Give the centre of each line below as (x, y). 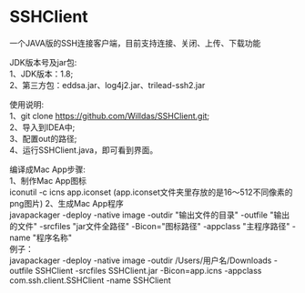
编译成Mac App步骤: (48, 169)
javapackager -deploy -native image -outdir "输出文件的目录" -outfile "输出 (149, 215)
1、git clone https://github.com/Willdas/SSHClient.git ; (110, 116)
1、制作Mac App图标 (48, 180)
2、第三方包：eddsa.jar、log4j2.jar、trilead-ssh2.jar (107, 85)
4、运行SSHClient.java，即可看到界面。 (84, 150)
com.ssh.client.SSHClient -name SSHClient (90, 280)
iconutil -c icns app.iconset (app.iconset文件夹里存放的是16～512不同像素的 (151, 192)
